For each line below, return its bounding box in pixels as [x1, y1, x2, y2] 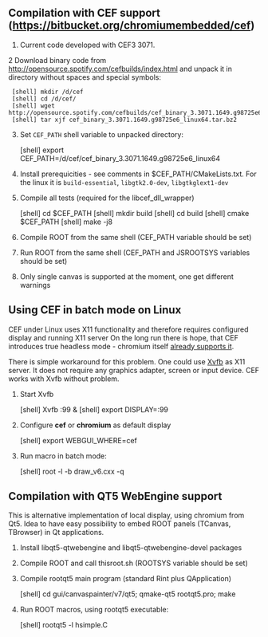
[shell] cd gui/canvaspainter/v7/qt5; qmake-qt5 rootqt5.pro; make [19, 589, 236, 599]
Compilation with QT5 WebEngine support [8, 490, 223, 503]
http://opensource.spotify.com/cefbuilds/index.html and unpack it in [8, 64, 233, 73]
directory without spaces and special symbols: [8, 72, 162, 82]
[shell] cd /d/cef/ [11, 95, 77, 103]
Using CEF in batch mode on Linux [8, 303, 182, 317]
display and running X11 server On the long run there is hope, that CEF [8, 332, 239, 342]
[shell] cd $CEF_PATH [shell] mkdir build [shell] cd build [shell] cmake [19, 208, 250, 218]
